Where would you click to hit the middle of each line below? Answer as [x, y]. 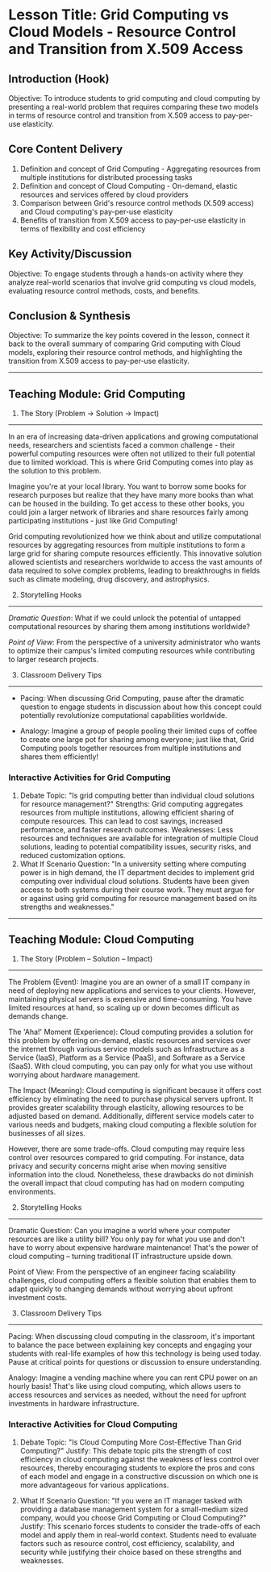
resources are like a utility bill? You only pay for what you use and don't [127, 1239]
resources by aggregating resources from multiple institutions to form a [127, 545]
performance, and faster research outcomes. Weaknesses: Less [127, 829]
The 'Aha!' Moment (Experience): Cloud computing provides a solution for [131, 1032]
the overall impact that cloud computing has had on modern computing [126, 1183]
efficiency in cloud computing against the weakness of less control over [140, 1459]
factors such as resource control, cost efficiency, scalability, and [127, 1543]
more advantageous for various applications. [94, 1485]
